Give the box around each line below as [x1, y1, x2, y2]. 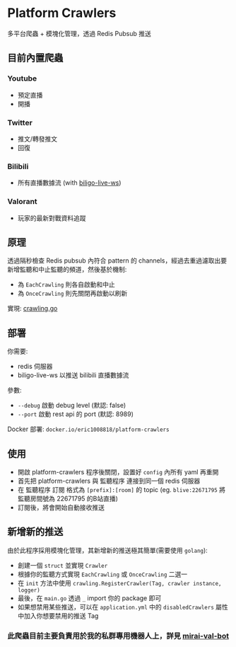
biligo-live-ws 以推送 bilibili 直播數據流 [17, 371, 129, 379]
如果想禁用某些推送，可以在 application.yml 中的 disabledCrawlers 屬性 [17, 602, 228, 611]
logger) [17, 586, 40, 594]
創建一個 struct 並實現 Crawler [17, 561, 108, 569]
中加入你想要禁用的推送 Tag [17, 611, 99, 620]
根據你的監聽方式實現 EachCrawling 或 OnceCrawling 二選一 [17, 570, 188, 578]
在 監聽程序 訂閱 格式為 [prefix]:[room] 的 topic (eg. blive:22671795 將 [17, 485, 226, 493]
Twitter [7, 118, 33, 127]
